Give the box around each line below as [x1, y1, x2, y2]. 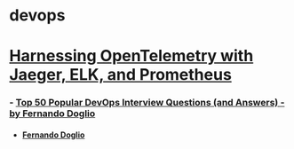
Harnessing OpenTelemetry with [9, 46, 254, 67]
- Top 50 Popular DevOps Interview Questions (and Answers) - [9, 97, 285, 109]
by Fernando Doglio [9, 107, 96, 120]
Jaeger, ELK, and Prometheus [9, 65, 233, 85]
